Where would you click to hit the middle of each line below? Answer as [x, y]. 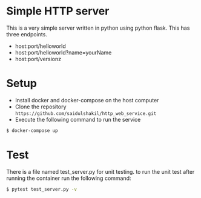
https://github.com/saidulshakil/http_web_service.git [86, 113]
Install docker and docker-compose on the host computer [87, 100]
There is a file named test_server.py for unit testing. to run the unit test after [100, 171]
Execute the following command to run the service [78, 119]
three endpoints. [27, 34]
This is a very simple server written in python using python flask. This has [98, 28]
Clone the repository [41, 107]
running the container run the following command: [69, 178]
